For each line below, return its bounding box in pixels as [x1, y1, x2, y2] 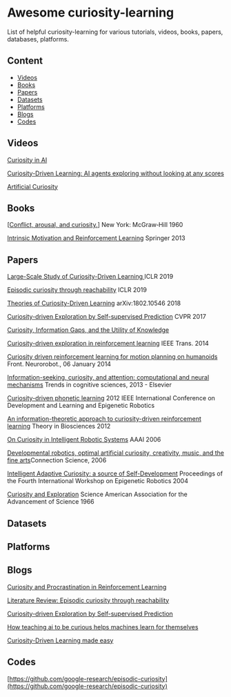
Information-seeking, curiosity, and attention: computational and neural [7, 373, 210, 382]
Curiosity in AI [7, 155, 48, 164]
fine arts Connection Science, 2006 [7, 456, 107, 464]
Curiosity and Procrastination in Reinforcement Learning [7, 582, 167, 591]
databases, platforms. [7, 35, 69, 43]
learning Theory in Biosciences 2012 [7, 422, 111, 431]
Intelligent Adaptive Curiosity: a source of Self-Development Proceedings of [7, 469, 223, 478]
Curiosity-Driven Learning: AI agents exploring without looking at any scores [7, 169, 224, 177]
